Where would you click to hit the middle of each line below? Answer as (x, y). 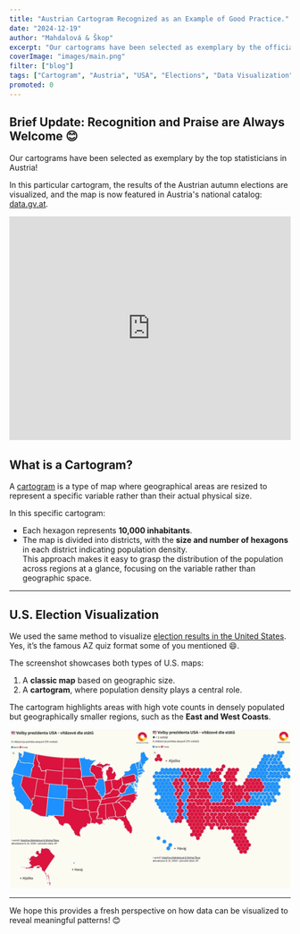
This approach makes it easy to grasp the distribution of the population (153, 559)
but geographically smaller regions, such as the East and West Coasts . (140, 717)
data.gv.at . (29, 204)
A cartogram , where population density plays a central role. (132, 690)
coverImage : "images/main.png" (67, 57)
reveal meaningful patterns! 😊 (65, 920)
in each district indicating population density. (104, 549)
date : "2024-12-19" (46, 28)
